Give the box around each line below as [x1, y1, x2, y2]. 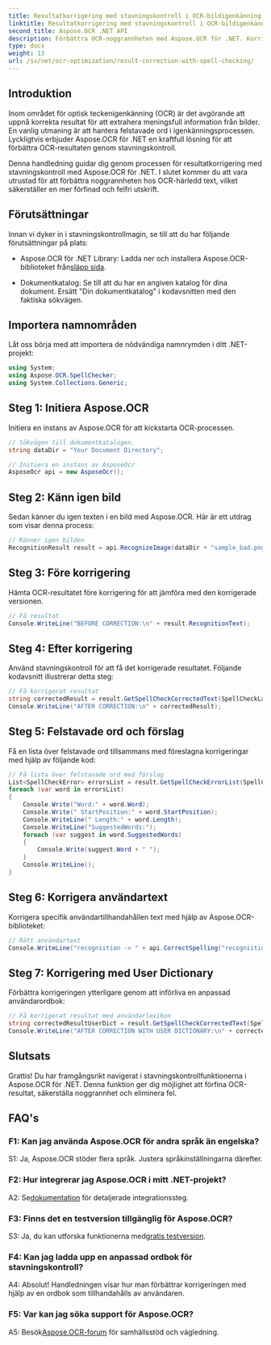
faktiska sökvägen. [19, 294, 83, 304]
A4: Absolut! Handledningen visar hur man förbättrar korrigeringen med [8, 1279, 247, 1290]
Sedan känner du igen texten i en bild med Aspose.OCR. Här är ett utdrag [8, 512, 252, 522]
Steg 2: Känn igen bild [8, 490, 121, 504]
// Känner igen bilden [8, 536, 85, 544]
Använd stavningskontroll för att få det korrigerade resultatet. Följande [8, 663, 242, 673]
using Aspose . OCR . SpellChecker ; [8, 371, 117, 380]
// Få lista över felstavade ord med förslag [8, 770, 164, 779]
